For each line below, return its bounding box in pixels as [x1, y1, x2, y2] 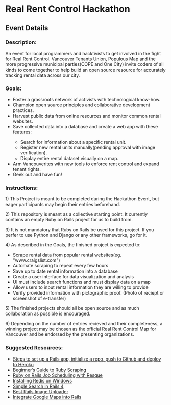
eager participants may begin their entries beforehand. [5, 201, 120, 208]
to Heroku [12, 361, 34, 367]
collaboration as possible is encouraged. [5, 310, 91, 317]
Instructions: [5, 185, 38, 192]
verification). [20, 150, 47, 156]
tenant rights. [12, 166, 41, 172]
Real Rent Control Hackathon [5, 3, 130, 15]
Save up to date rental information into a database [12, 268, 118, 274]
